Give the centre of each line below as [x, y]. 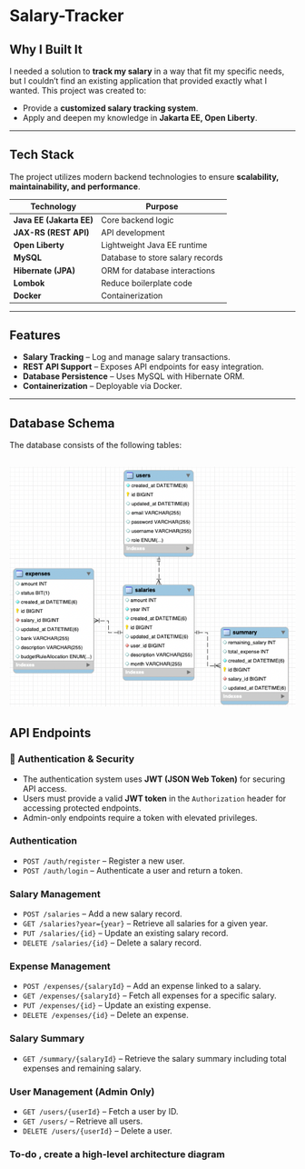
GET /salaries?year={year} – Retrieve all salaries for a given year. [145, 924]
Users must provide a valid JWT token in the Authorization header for [154, 798]
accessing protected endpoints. [82, 808]
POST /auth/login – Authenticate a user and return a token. [133, 870]
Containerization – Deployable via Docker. [103, 386]
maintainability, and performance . [75, 186]
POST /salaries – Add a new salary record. [103, 914]
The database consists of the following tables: [96, 445]
